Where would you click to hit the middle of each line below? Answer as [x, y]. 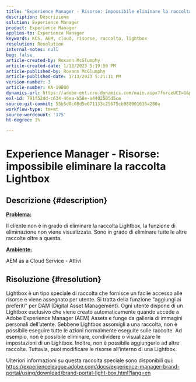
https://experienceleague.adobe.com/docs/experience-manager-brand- [93, 366]
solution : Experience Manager [43, 22]
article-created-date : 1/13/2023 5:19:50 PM [61, 66]
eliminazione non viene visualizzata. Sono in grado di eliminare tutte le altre [97, 232]
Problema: [19, 214]
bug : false [19, 55]
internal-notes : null [32, 50]
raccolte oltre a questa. [34, 238]
